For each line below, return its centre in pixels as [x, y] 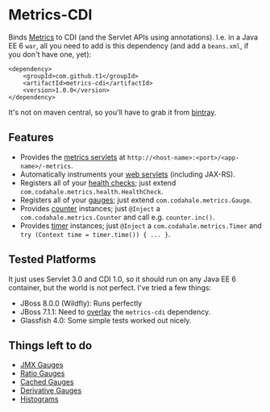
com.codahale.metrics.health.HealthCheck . [91, 191]
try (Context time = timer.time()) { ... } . [95, 234]
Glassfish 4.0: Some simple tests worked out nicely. [106, 320]
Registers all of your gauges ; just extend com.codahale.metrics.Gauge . [136, 200]
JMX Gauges [42, 365]
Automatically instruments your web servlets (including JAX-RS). [127, 174]
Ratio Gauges [42, 373]
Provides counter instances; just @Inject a [90, 208]
